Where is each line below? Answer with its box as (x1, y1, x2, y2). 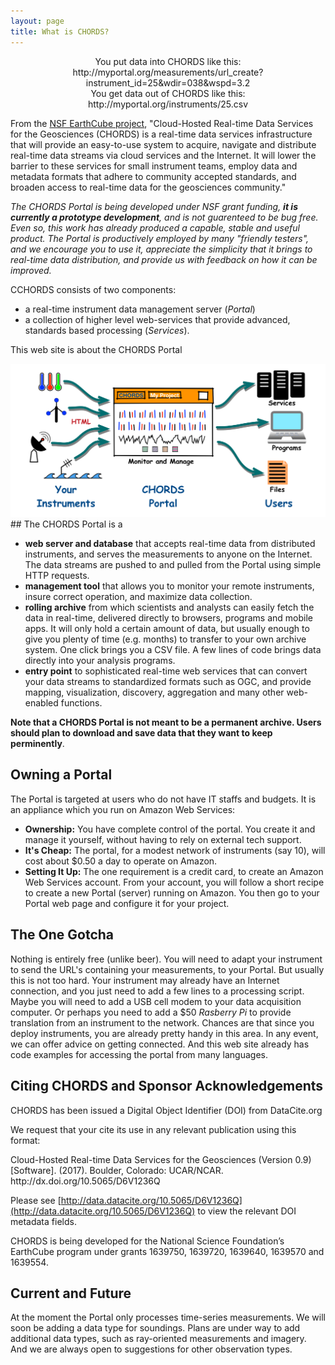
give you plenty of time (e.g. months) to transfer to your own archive (24, 633, 307, 645)
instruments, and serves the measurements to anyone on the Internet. (24, 548, 313, 560)
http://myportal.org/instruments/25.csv (87, 98, 249, 110)
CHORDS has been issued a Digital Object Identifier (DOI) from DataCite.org (10, 1104, 323, 1116)
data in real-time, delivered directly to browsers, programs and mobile (24, 612, 313, 624)
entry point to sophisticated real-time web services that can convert (24, 665, 308, 677)
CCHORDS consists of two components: (10, 283, 177, 295)
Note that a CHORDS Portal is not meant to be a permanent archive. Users (10, 716, 322, 729)
